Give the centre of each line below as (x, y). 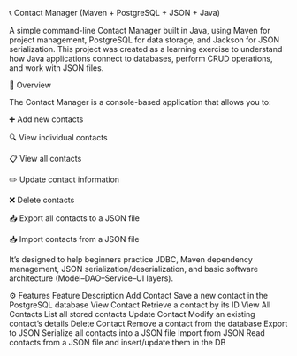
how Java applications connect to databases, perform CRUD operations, (141, 58)
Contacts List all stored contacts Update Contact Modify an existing (132, 314)
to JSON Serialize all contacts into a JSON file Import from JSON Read (137, 333)
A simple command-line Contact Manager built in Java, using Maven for (140, 30)
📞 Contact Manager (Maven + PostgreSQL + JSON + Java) (115, 13)
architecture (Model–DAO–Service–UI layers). (91, 278)
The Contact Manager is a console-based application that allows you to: (140, 102)
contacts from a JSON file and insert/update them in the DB (118, 342)
